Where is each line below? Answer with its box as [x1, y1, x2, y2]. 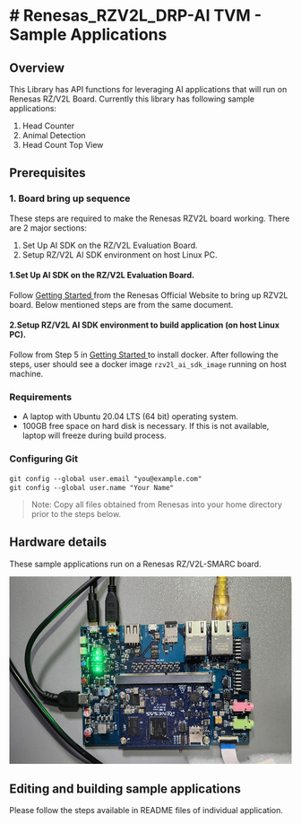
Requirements [9, 391, 73, 404]
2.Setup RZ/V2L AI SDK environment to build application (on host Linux [9, 320, 280, 330]
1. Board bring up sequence [9, 192, 131, 205]
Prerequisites [9, 165, 86, 180]
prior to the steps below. [30, 508, 122, 519]
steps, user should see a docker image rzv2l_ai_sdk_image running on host [9, 359, 287, 370]
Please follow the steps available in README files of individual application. [9, 805, 284, 816]
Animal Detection [21, 130, 87, 140]
